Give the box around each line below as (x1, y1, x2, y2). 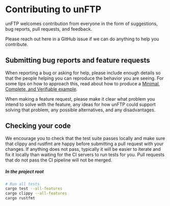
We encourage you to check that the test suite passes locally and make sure (5, 135, 165, 141)
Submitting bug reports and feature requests (5, 56, 150, 65)
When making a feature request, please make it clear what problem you (5, 96, 155, 102)
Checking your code (5, 122, 71, 130)
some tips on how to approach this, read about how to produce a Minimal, (5, 80, 160, 86)
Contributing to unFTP (5, 4, 102, 15)
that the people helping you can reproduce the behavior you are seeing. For (5, 75, 164, 81)
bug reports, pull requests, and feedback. (5, 26, 93, 32)
